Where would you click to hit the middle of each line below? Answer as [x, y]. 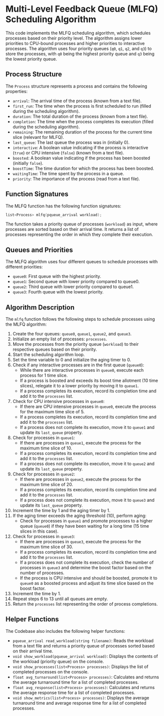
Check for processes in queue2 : [44, 474]
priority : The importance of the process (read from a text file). [76, 179]
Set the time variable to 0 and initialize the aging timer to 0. [72, 360]
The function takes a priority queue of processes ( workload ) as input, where [82, 224]
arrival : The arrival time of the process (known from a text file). [77, 101]
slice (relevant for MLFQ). [38, 137]
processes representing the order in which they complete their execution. [79, 235]
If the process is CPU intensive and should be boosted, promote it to [89, 578]
